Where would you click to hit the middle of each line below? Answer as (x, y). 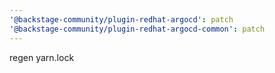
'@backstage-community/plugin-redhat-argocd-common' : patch (137, 29)
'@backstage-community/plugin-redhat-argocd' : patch (121, 19)
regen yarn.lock (42, 57)
